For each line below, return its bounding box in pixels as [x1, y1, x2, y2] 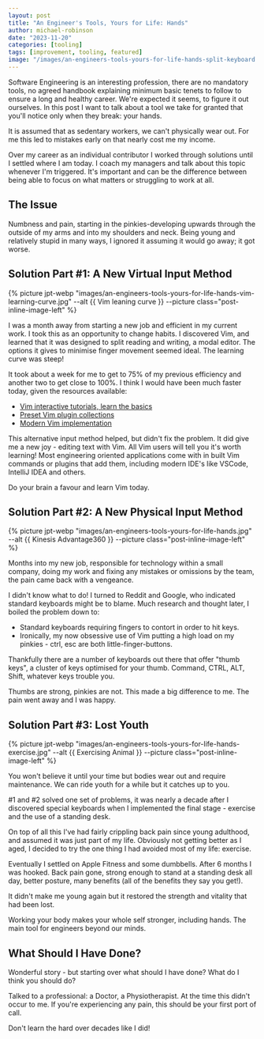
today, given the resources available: [8, 386, 128, 395]
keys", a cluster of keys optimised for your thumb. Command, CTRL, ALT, [8, 663, 245, 673]
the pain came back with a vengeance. [8, 575, 134, 585]
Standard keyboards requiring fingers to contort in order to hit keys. [19, 622, 240, 633]
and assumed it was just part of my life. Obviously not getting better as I [8, 836, 242, 845]
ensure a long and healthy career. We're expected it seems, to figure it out [8, 94, 249, 104]
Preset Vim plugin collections [19, 410, 115, 419]
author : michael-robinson [8, 26, 93, 34]
